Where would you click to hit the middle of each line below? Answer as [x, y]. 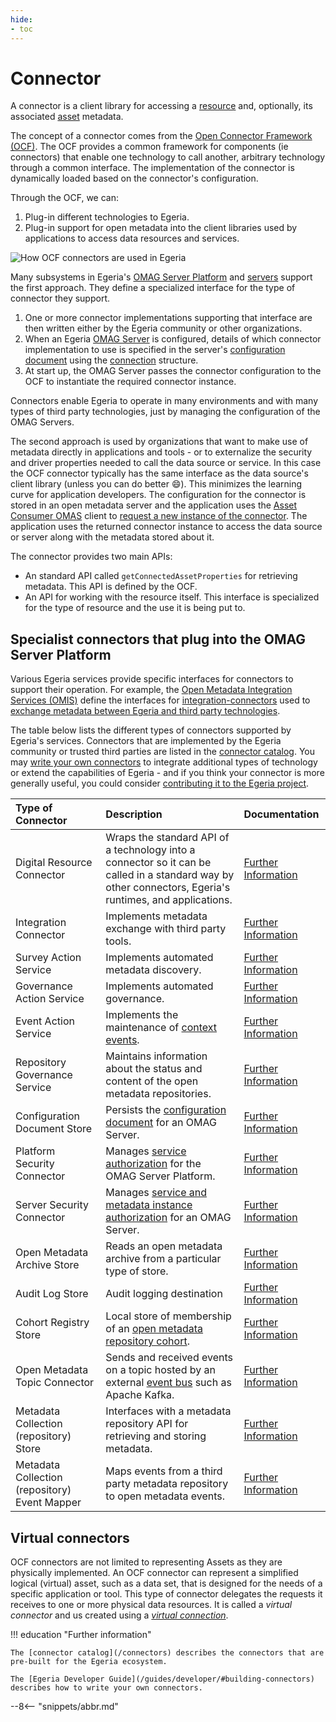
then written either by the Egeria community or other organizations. [163, 328]
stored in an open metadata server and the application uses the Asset [154, 505]
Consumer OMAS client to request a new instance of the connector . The [159, 516]
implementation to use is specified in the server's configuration [155, 350]
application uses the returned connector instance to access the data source [166, 527]
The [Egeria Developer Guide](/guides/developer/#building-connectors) [162, 1679]
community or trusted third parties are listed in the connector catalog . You [163, 752]
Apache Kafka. [140, 1395]
